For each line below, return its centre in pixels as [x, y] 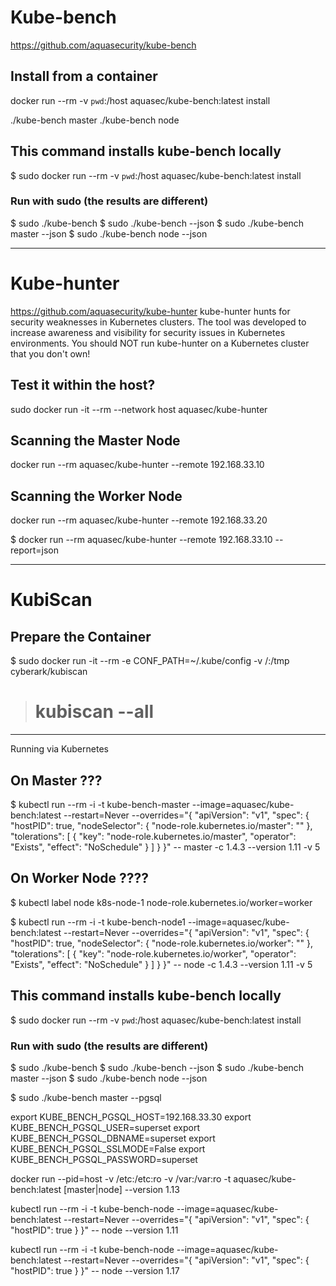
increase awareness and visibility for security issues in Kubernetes [148, 332]
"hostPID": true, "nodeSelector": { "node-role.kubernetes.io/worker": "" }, [162, 943]
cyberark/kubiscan [49, 672]
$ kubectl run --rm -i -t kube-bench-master [100, 804]
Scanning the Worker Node [96, 496]
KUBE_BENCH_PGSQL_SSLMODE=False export [108, 1148]
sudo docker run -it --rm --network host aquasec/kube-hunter [139, 409]
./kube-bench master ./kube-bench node [95, 120]
